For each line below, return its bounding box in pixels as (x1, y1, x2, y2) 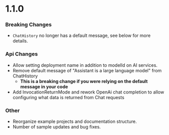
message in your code (20, 83, 69, 89)
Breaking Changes (5, 21, 52, 28)
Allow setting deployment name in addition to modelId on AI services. (12, 62, 158, 68)
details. (12, 38, 28, 44)
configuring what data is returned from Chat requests (12, 94, 124, 100)
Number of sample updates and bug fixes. (12, 124, 101, 130)
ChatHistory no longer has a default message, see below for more (12, 32, 151, 38)
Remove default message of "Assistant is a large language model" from (12, 67, 162, 73)
